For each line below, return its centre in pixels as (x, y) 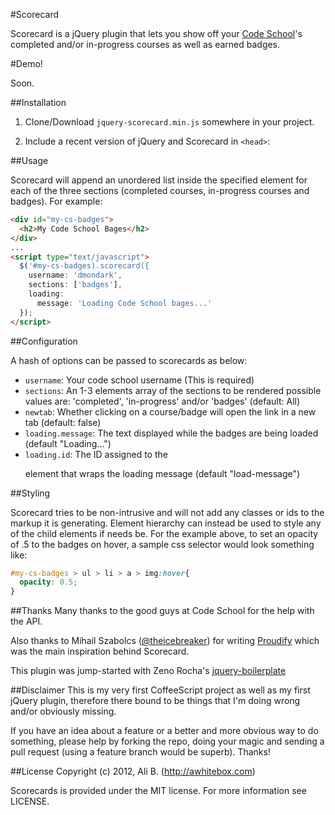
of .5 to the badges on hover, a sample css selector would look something (162, 544)
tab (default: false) (63, 422)
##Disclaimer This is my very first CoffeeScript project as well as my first (160, 690)
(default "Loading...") (68, 443)
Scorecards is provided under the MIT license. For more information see (158, 791)
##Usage (29, 160)
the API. (26, 621)
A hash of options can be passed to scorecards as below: (129, 360)
